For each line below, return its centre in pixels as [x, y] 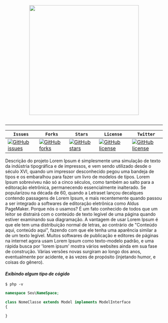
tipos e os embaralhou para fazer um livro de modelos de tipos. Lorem [77, 177]
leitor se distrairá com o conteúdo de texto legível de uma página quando [80, 214]
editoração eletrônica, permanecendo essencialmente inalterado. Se [76, 187]
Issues [21, 134]
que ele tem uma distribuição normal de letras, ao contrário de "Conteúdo [81, 225]
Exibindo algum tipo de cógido [37, 274]
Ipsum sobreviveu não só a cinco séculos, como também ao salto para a [79, 182]
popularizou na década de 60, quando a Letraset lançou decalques [74, 193]
